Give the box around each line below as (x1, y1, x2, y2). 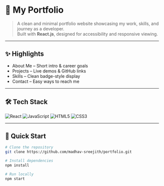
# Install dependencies (5, 159, 54, 163)
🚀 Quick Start (5, 132, 46, 140)
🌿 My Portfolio (5, 4, 64, 16)
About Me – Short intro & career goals (12, 63, 88, 69)
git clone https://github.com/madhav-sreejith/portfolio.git (5, 149, 132, 155)
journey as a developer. (17, 25, 64, 31)
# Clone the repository (5, 145, 54, 150)
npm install (5, 163, 29, 168)
